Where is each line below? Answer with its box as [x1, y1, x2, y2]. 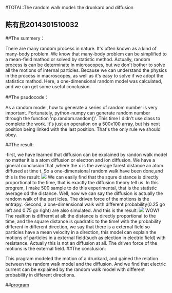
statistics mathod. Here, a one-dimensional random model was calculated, [5, 78, 163, 84]
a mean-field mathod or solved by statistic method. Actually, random [5, 56, 150, 62]
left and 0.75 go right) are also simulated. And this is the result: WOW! [5, 207, 159, 213]
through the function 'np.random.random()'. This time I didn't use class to [5, 115, 161, 121]
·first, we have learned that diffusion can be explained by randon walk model [5, 151, 167, 158]
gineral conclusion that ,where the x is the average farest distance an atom [5, 162, 163, 168]
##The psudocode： [5, 94, 49, 100]
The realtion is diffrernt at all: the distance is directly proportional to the [5, 212, 156, 219]
